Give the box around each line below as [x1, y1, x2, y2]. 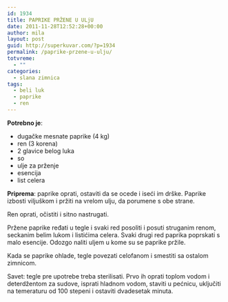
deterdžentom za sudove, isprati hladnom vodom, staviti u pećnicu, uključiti [7, 279, 222, 288]
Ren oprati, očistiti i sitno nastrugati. [7, 210, 109, 218]
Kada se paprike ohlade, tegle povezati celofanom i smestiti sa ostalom [7, 251, 209, 259]
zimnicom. [7, 259, 37, 267]
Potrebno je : [7, 119, 43, 127]
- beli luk [13, 87, 45, 94]
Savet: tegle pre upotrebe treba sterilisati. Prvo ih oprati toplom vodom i [7, 272, 210, 280]
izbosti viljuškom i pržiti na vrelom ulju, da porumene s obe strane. [7, 197, 195, 205]
